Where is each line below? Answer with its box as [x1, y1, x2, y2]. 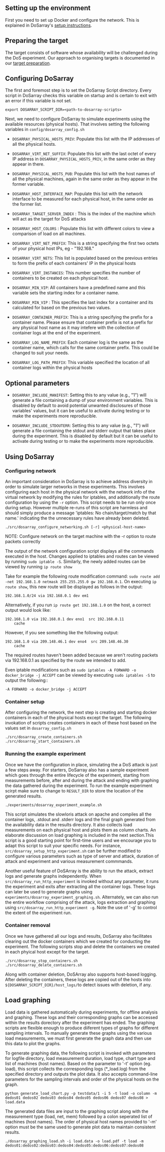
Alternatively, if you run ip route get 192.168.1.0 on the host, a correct [5, 602, 151, 608]
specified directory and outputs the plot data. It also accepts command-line [5, 1071, 158, 1077]
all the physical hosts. [12, 141, 56, 147]
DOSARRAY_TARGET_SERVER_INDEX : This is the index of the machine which [12, 211, 156, 217]
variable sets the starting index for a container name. [12, 290, 119, 296]
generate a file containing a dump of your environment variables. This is [12, 397, 158, 403]
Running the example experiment [5, 751, 86, 757]
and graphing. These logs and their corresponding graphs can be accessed [5, 1014, 158, 1020]
